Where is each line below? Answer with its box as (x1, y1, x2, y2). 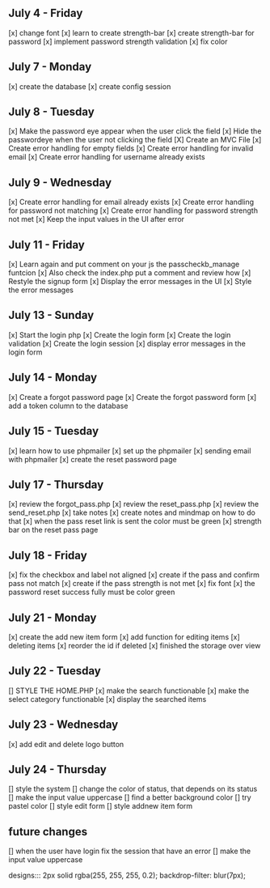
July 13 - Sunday (8, 308, 95, 322)
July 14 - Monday (8, 371, 98, 385)
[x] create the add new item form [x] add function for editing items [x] (8, 631, 240, 642)
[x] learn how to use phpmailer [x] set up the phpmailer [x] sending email (8, 445, 251, 456)
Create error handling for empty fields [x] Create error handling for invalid (8, 143, 254, 153)
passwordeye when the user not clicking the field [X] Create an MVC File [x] (8, 135, 262, 145)
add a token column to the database (8, 401, 129, 410)
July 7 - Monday (8, 60, 92, 74)
